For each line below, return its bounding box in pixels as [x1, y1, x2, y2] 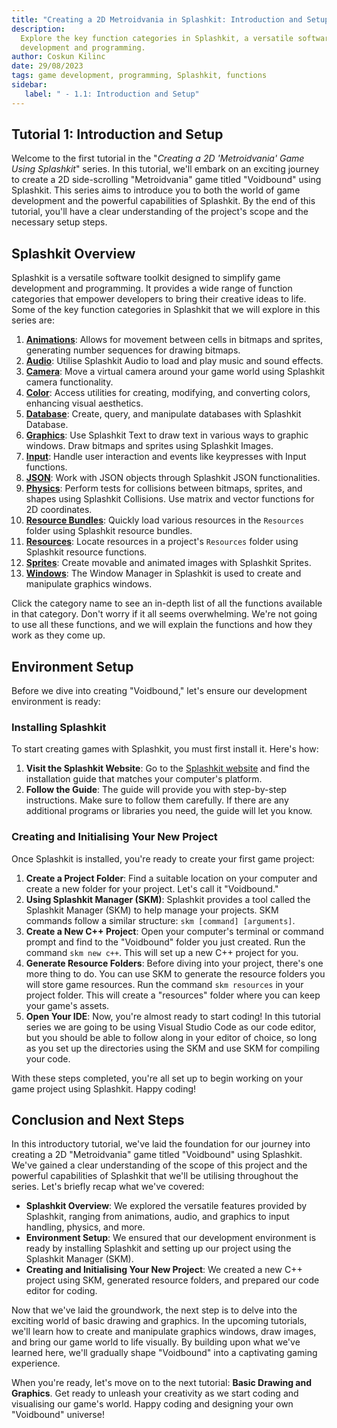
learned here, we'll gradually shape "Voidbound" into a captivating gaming [11, 1347, 318, 1359]
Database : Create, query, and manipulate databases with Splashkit [25, 408, 302, 420]
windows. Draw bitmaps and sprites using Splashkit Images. [25, 440, 274, 452]
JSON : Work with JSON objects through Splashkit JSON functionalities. [25, 472, 321, 484]
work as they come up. [11, 629, 106, 641]
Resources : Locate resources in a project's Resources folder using [25, 536, 299, 548]
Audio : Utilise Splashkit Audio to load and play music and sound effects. [25, 355, 324, 367]
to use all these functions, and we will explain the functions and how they [11, 619, 313, 631]
